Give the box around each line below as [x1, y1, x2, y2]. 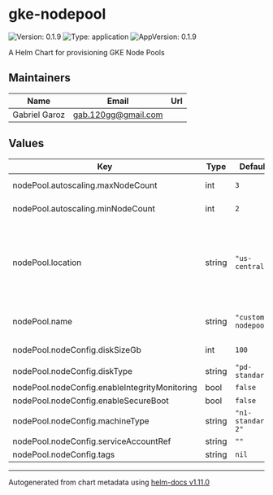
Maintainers [8, 71, 71, 85]
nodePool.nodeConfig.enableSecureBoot [12, 395, 169, 406]
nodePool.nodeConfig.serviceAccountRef [12, 436, 171, 447]
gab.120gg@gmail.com [72, 109, 163, 120]
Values [8, 137, 45, 150]
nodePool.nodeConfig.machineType [12, 415, 149, 427]
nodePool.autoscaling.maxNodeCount [12, 180, 158, 191]
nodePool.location [12, 257, 82, 268]
